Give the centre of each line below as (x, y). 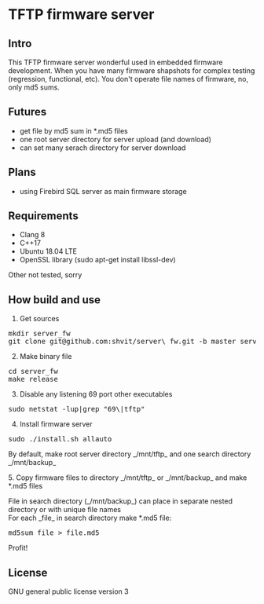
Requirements (43, 216)
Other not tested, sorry (45, 275)
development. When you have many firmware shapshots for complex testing (132, 71)
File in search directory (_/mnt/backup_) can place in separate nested (121, 501)
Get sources (39, 319)
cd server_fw (33, 372)
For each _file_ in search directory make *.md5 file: (90, 518)
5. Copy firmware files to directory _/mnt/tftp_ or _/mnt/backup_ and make (128, 478)
